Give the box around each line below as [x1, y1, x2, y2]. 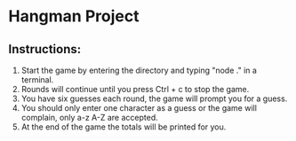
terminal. [20, 74, 54, 85]
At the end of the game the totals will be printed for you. [20, 121, 227, 132]
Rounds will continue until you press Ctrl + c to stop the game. [20, 84, 250, 94]
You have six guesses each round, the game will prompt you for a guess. [20, 93, 288, 104]
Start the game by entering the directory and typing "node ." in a [20, 65, 257, 75]
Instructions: [8, 42, 82, 57]
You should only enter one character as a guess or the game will [20, 103, 257, 113]
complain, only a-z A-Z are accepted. [20, 113, 158, 122]
